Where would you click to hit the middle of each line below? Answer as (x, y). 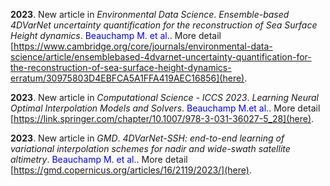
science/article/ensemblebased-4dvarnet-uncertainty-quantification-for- (161, 57)
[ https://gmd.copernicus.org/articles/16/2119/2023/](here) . (131, 170)
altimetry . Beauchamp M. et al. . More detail (99, 159)
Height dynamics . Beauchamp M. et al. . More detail (116, 35)
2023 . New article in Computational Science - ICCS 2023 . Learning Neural (164, 97)
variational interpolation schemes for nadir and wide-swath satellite (150, 148)
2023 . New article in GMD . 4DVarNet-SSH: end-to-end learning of (147, 138)
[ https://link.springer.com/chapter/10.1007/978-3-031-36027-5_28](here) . (162, 118)
